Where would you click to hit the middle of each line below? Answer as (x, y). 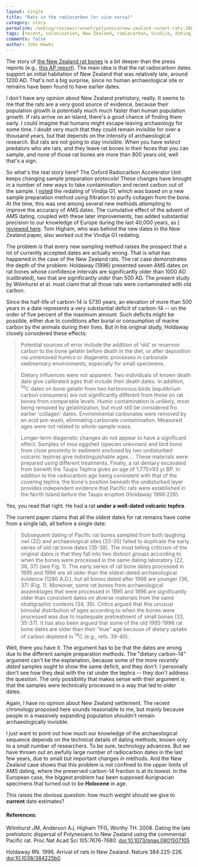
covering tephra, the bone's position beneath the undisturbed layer (102, 482)
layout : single (25, 12)
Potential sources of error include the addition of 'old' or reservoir (100, 345)
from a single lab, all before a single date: (56, 523)
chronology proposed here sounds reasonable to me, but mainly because (95, 709)
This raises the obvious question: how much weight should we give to (91, 795)
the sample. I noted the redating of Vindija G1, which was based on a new (95, 191)
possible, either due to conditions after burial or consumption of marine (93, 320)
